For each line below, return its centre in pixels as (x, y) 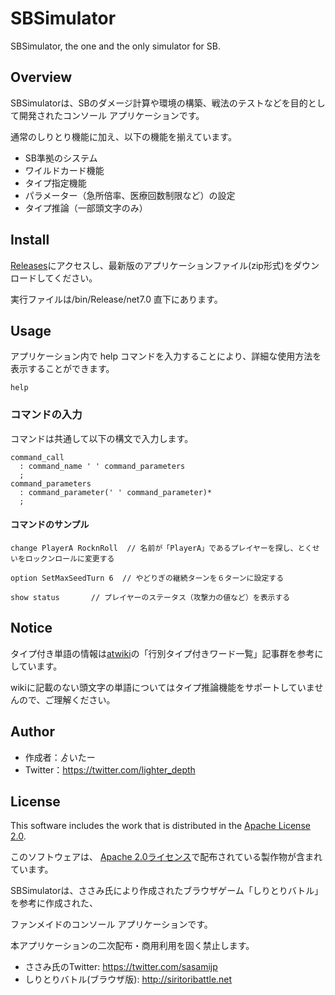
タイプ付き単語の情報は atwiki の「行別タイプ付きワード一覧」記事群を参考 (162, 653)
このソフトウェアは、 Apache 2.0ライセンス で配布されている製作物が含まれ (166, 857)
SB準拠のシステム (61, 158)
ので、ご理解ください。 (67, 699)
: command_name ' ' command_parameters (102, 466)
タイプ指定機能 (55, 183)
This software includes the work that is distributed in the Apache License (160, 826)
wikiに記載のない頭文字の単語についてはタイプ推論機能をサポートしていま (162, 687)
